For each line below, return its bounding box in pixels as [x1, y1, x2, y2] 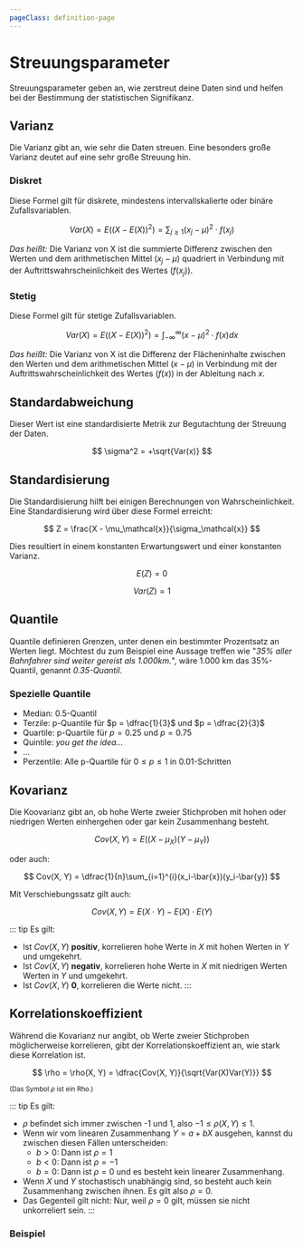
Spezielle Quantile [9, 687, 91, 700]
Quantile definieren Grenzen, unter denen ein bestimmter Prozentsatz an [9, 635, 280, 646]
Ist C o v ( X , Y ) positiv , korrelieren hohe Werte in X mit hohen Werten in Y [22, 941, 289, 952]
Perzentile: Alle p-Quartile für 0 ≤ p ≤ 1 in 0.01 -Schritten [22, 756, 232, 767]
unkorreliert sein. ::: [22, 1205, 96, 1215]
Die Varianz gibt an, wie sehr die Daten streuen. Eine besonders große [9, 142, 271, 153]
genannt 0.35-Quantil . [40, 664, 123, 675]
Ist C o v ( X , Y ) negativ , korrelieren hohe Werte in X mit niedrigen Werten [22, 960, 288, 971]
